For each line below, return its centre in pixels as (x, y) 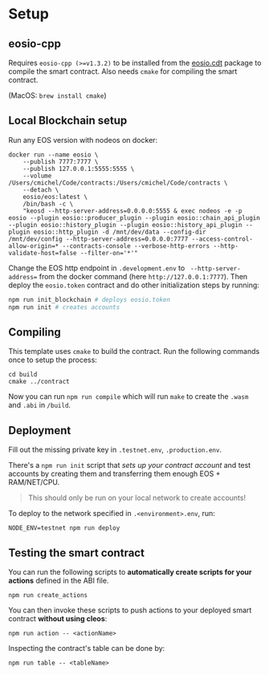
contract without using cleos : (58, 618)
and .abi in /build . (39, 405)
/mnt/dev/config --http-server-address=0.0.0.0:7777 (98, 239)
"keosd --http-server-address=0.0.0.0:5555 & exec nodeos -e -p (132, 211)
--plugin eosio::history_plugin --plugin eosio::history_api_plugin (125, 225)
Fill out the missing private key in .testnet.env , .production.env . (115, 449)
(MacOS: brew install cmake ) (57, 96)
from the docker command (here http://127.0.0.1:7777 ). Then (143, 276)
